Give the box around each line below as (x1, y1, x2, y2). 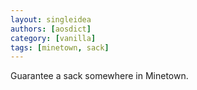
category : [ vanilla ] (10, 33, 97, 43)
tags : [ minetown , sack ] (10, 42, 110, 53)
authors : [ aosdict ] (10, 24, 92, 34)
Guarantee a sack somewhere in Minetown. (10, 70, 189, 82)
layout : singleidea (10, 14, 92, 25)
